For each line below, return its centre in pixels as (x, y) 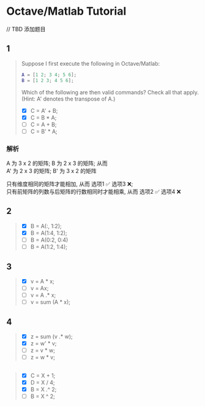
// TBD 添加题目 (26, 29)
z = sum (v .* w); (52, 336)
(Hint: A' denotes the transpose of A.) (68, 99)
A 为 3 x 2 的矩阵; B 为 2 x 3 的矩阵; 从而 (57, 163)
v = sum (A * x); (50, 302)
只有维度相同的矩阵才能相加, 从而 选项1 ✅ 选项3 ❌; (70, 184)
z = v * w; (43, 350)
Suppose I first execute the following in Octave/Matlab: (91, 63)
